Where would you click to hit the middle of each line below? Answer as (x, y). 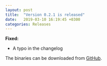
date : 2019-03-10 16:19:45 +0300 (43, 19)
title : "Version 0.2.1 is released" (45, 15)
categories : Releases (28, 24)
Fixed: (12, 39)
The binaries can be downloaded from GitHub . (54, 58)
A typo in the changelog (38, 48)
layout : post (19, 10)
